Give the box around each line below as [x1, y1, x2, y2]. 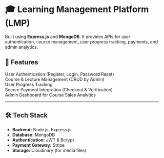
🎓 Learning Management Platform [5, 4, 149, 15]
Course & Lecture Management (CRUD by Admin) [5, 76, 105, 82]
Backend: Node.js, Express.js [12, 126, 72, 132]
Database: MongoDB [12, 132, 55, 138]
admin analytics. [5, 44, 38, 50]
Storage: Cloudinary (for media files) [12, 147, 86, 153]
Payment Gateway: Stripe [12, 142, 65, 148]
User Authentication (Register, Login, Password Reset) [5, 71, 114, 77]
